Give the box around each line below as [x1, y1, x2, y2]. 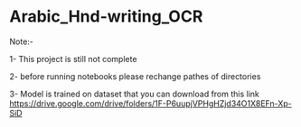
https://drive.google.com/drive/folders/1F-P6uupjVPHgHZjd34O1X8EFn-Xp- [9, 97, 292, 109]
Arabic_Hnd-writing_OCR [9, 6, 203, 27]
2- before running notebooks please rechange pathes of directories [9, 70, 261, 82]
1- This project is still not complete [9, 53, 137, 64]
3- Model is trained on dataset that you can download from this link [9, 88, 260, 99]
